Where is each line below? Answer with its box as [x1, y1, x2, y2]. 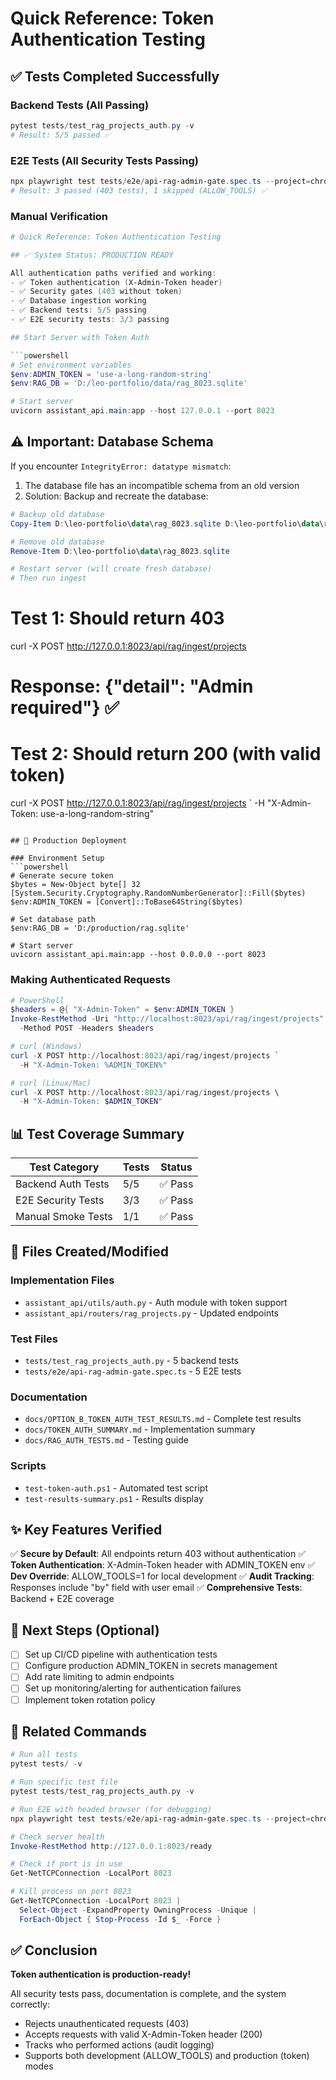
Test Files [10, 1332, 58, 1346]
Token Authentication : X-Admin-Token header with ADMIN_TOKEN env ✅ [10, 1559, 316, 1571]
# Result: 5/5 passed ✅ [10, 130, 112, 140]
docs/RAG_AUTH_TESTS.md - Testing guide [24, 1434, 189, 1446]
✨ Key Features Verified [10, 1522, 163, 1539]
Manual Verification [10, 209, 109, 223]
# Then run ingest [10, 573, 87, 584]
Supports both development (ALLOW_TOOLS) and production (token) [24, 2050, 310, 2062]
